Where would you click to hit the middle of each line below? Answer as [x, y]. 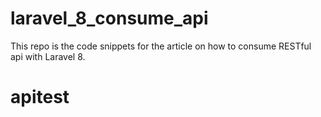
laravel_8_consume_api [109, 18]
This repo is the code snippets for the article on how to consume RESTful [161, 46]
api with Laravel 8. [48, 56]
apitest [40, 97]
